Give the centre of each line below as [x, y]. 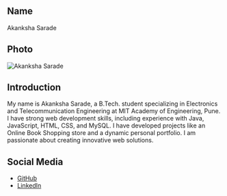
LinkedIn [29, 186]
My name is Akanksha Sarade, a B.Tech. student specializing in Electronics [112, 104]
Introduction [34, 87]
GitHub [27, 178]
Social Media [35, 161]
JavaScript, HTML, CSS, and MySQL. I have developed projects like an [106, 125]
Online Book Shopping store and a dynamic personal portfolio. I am [102, 133]
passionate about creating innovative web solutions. [80, 140]
